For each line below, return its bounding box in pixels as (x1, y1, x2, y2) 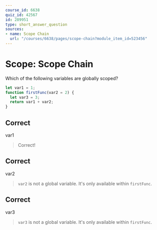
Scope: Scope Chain (5, 59, 94, 70)
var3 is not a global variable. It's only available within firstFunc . (17, 219, 152, 225)
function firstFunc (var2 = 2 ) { (5, 90, 74, 95)
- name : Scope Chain (5, 31, 50, 36)
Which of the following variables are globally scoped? (5, 75, 119, 81)
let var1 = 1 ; (5, 85, 36, 90)
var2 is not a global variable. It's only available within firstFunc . (17, 180, 152, 186)
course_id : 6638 (5, 7, 40, 13)
